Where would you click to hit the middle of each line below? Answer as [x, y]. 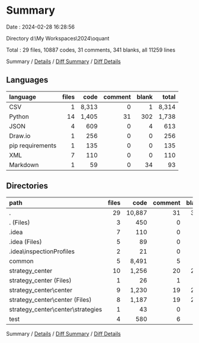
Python [19, 117]
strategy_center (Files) [41, 280]
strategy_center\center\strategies [56, 309]
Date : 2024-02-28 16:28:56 [41, 27]
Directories [27, 186]
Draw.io [20, 136]
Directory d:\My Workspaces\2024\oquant [58, 38]
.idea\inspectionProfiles [42, 251]
